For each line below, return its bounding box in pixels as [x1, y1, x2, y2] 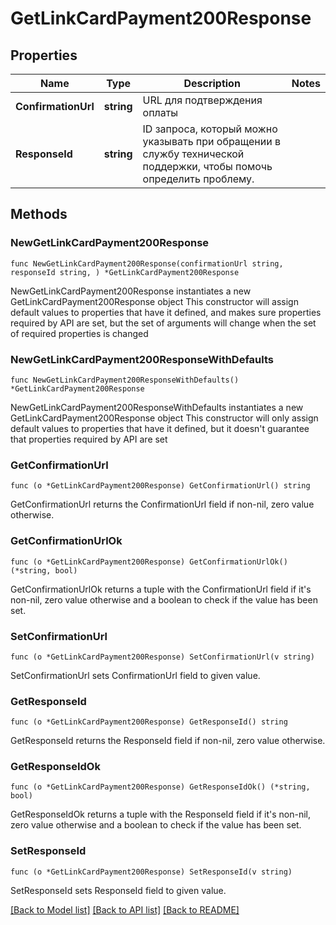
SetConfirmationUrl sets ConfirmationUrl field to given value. [10, 669, 261, 681]
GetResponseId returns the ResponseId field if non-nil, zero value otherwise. [10, 735, 326, 747]
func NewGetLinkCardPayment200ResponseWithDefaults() [10, 375, 240, 385]
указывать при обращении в [142, 135, 282, 148]
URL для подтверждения [142, 93, 263, 107]
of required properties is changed [10, 327, 149, 339]
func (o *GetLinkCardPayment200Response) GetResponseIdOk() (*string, [10, 782, 311, 792]
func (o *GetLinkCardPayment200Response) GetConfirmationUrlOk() [10, 557, 288, 567]
